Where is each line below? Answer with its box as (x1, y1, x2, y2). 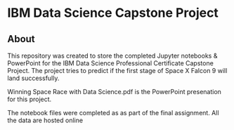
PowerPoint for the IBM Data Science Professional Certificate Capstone (7, 59, 214, 67)
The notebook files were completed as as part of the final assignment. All (7, 109, 219, 117)
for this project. (7, 95, 52, 103)
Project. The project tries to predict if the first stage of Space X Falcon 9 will (7, 67, 228, 74)
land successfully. (7, 74, 60, 82)
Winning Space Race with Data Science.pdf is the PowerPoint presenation (7, 88, 221, 96)
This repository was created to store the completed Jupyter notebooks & (7, 51, 218, 60)
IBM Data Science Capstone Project (7, 5, 219, 21)
